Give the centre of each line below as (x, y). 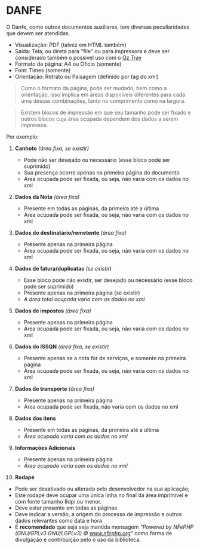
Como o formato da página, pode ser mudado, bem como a (94, 88)
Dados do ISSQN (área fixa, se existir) (62, 346)
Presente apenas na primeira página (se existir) (82, 293)
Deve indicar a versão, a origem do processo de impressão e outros (98, 514)
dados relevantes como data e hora (59, 520)
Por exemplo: (22, 137)
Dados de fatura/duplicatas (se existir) (63, 268)
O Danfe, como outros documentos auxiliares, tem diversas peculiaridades (98, 27)
